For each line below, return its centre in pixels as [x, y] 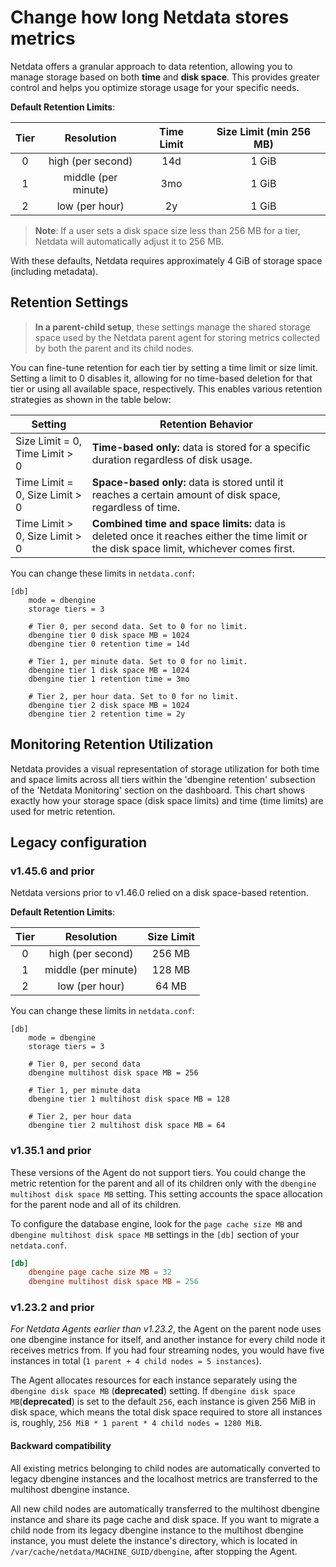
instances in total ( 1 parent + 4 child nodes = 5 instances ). [136, 1361]
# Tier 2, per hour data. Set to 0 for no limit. [134, 696]
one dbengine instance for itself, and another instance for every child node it [168, 1340]
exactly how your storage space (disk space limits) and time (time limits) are [167, 800]
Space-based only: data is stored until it [187, 482]
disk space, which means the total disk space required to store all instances [166, 1412]
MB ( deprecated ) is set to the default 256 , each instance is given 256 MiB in [163, 1402]
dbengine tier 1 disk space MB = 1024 [109, 670]
